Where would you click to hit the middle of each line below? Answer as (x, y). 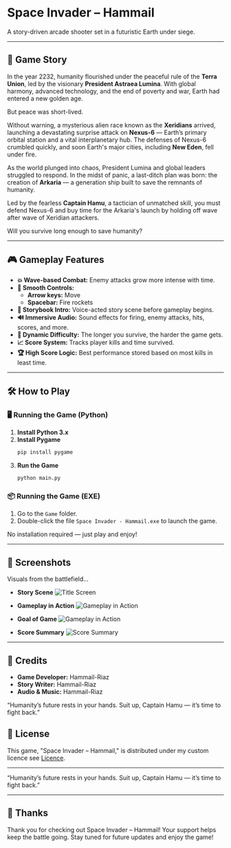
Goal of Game (37, 619)
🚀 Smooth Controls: (45, 288)
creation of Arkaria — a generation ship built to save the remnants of (105, 182)
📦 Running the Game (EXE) (54, 496)
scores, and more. (43, 327)
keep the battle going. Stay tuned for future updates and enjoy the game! (110, 837)
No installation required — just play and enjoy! (72, 534)
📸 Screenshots (39, 562)
